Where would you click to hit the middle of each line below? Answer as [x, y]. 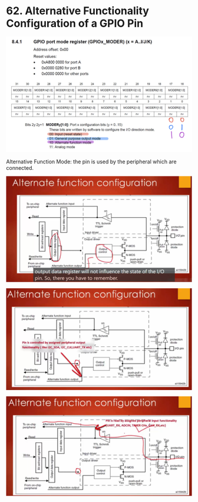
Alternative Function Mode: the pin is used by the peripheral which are [91, 162]
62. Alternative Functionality [77, 11]
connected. [20, 168]
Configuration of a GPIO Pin [75, 23]
